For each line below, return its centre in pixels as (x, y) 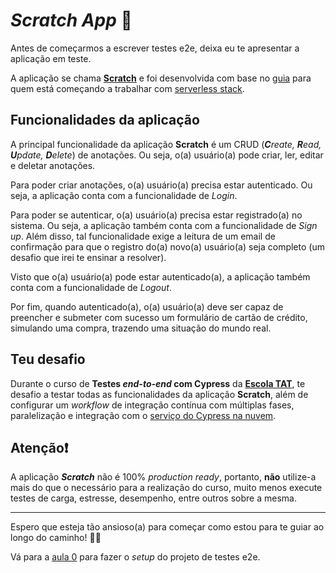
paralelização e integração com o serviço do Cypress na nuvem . (143, 415)
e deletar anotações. (53, 165)
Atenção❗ (39, 447)
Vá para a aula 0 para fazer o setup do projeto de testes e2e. (135, 557)
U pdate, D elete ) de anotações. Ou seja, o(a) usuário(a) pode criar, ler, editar (167, 155)
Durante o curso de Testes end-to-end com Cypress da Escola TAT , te (158, 383)
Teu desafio (48, 359)
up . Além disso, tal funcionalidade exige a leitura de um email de (143, 236)
